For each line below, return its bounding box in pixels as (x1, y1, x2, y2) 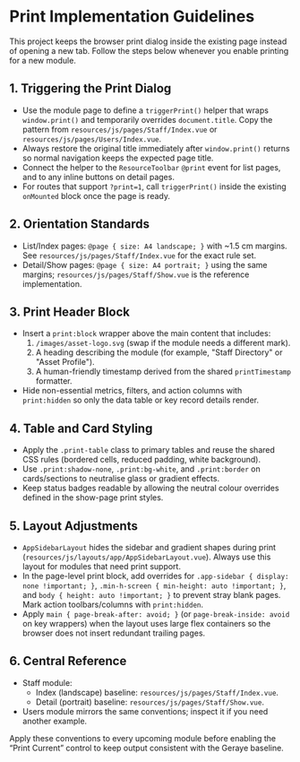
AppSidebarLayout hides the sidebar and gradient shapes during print (21, 542, 276, 552)
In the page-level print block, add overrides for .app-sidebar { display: (21, 571, 289, 581)
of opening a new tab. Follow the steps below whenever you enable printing (9, 45, 289, 56)
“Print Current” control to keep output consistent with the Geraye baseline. (9, 742, 284, 753)
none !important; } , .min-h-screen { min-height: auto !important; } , (21, 580, 287, 591)
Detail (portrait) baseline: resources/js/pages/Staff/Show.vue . (35, 697, 264, 707)
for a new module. (9, 55, 76, 65)
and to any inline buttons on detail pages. (21, 171, 175, 182)
